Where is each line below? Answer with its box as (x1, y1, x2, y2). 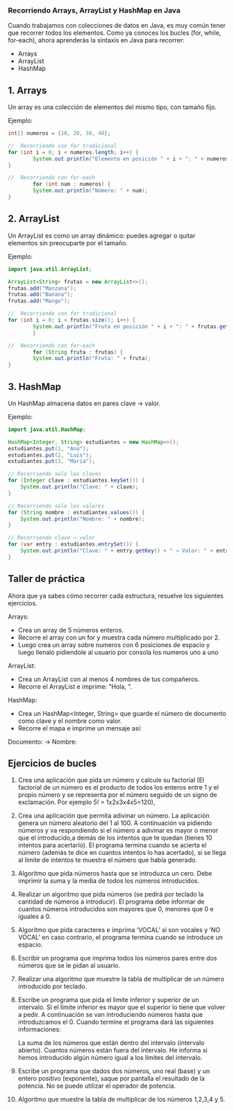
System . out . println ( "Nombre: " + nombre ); (20, 515, 145, 523)
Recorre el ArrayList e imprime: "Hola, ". (17, 682, 133, 690)
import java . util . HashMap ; (8, 426, 86, 433)
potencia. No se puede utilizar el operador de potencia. (17, 1082, 176, 1090)
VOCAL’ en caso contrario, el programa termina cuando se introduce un (17, 933, 223, 942)
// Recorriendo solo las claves (8, 471, 101, 478)
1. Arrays (8, 84, 47, 96)
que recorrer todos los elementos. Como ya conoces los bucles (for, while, (8, 28, 222, 37)
